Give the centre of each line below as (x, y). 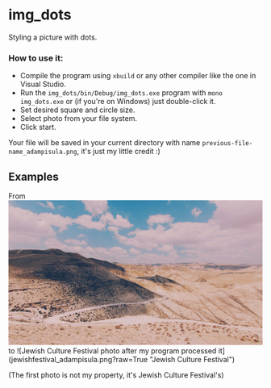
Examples (33, 176)
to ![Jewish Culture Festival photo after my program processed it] (117, 351)
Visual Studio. (43, 84)
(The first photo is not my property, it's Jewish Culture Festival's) (116, 375)
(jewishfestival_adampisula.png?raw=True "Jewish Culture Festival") (122, 360)
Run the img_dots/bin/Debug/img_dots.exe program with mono (121, 93)
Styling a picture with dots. (53, 37)
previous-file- (227, 144)
